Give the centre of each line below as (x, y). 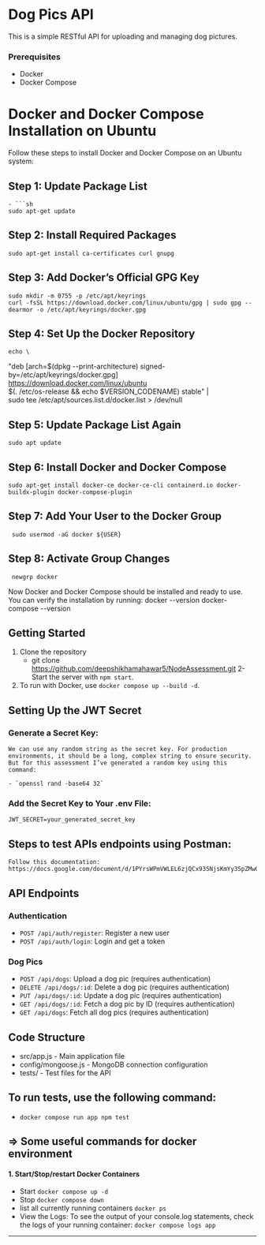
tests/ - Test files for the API (65, 1073)
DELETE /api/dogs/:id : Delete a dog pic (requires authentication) (125, 987)
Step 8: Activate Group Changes (89, 559)
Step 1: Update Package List (78, 186)
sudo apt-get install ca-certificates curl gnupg (91, 253)
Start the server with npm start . (82, 677)
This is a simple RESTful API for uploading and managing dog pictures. (123, 36)
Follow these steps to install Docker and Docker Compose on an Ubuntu (125, 153)
